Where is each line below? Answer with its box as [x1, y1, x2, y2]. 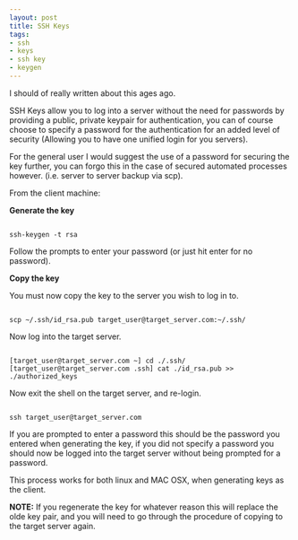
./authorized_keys [9, 371, 78, 381]
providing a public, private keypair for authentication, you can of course [9, 114, 274, 126]
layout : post [9, 13, 58, 22]
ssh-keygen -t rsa [9, 230, 78, 239]
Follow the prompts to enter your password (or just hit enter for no [9, 246, 253, 257]
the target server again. [9, 520, 96, 531]
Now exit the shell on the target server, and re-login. [9, 388, 201, 398]
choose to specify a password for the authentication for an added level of [9, 124, 280, 135]
